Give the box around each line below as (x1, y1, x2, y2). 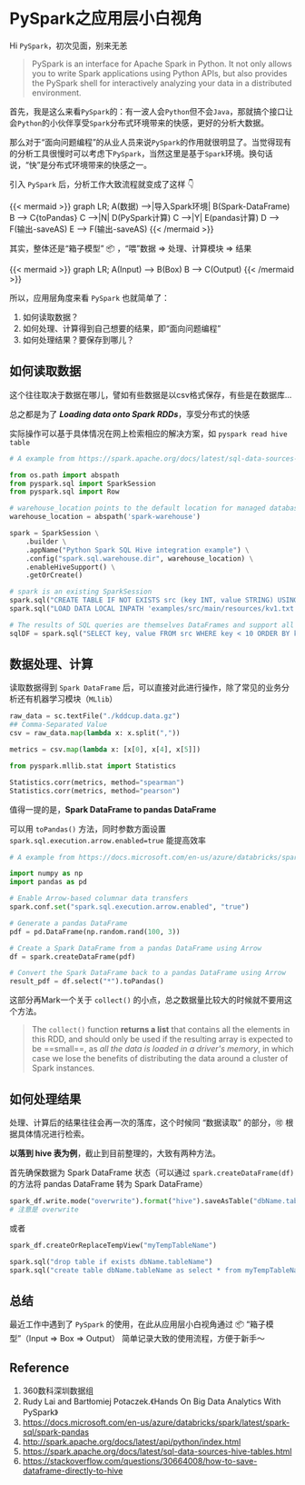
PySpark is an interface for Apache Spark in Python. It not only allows (31, 58, 292, 69)
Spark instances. (31, 1062, 95, 1073)
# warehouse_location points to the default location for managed (9, 503, 266, 513)
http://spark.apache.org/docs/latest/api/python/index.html (22, 1437, 241, 1447)
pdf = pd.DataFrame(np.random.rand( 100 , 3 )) (9, 927, 181, 936)
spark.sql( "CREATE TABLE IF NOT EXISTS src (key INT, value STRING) (9, 596, 274, 605)
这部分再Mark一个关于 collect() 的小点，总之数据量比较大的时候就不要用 (9, 994, 284, 1005)
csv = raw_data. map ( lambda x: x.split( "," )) (9, 729, 181, 738)
